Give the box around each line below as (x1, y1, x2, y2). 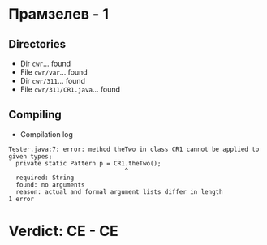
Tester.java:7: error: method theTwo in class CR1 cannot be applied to (8, 145, 260, 153)
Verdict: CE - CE (8, 222, 119, 240)
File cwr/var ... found (19, 67, 88, 77)
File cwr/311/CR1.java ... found (19, 84, 120, 94)
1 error (8, 195, 35, 203)
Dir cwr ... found (19, 58, 71, 68)
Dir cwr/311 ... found (19, 76, 85, 85)
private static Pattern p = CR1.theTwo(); (15, 159, 161, 167)
